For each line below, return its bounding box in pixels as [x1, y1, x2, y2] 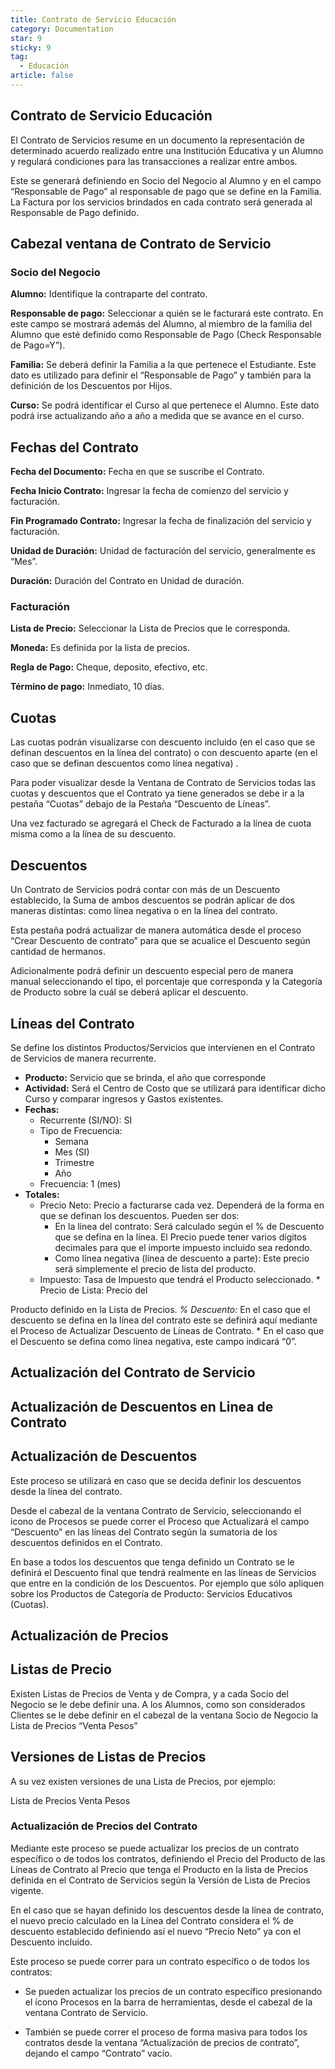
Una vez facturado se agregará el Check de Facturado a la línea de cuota [10, 817, 312, 830]
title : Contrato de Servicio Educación [10, 14, 177, 25]
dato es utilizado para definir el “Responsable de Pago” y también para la [10, 369, 312, 381]
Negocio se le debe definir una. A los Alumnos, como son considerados [10, 1698, 306, 1710]
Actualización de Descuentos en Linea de [10, 1398, 274, 1415]
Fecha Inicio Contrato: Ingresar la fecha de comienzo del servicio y [10, 485, 289, 497]
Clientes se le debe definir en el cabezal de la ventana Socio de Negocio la [10, 1709, 319, 1721]
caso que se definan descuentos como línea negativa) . [10, 757, 239, 770]
